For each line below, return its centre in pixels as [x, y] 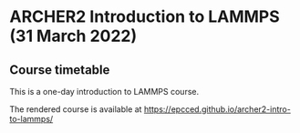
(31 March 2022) [73, 36]
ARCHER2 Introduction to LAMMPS [145, 17]
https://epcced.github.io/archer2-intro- [217, 109]
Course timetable [60, 70]
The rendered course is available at [76, 109]
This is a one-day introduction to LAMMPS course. [104, 92]
